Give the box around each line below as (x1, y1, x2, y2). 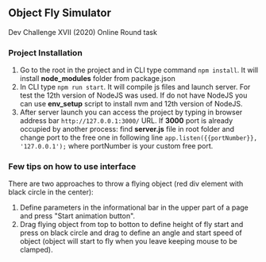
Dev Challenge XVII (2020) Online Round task (8, 27, 157, 37)
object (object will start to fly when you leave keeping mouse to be (19, 237, 238, 246)
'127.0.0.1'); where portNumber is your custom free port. (19, 141, 214, 151)
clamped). (19, 245, 53, 255)
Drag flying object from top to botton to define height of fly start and (19, 220, 244, 229)
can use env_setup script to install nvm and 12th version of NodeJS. (19, 99, 244, 109)
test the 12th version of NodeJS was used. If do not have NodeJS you (19, 91, 248, 100)
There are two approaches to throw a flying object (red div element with (8, 179, 244, 189)
